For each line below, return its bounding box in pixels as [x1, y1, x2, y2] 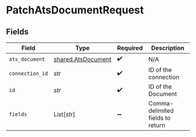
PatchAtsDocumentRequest [6, 3, 144, 17]
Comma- [148, 100, 174, 107]
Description [151, 44, 185, 52]
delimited [148, 107, 174, 114]
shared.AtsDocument [53, 55, 112, 63]
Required [117, 44, 143, 52]
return [148, 121, 165, 129]
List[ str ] [53, 110, 76, 118]
